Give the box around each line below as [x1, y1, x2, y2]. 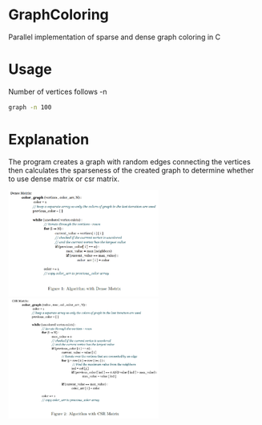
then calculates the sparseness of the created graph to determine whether [8, 165, 255, 175]
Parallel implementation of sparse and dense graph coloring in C [8, 32, 221, 42]
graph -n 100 [8, 103, 52, 111]
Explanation [8, 130, 90, 148]
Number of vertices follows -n [8, 87, 107, 96]
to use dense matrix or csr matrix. [8, 174, 120, 184]
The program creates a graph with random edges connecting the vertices [8, 156, 251, 166]
